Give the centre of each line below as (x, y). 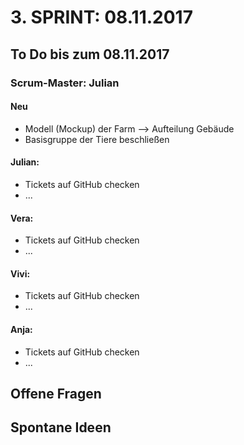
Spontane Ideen (61, 427)
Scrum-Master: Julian (65, 83)
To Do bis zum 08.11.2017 (90, 54)
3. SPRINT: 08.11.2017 (101, 17)
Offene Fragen (56, 393)
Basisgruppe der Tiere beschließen (97, 139)
